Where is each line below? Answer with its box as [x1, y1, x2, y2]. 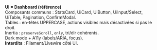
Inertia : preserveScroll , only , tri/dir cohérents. [5, 30, 99, 35]
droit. [5, 25, 16, 31]
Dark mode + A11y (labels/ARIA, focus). [5, 35, 84, 41]
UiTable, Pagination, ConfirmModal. [5, 15, 76, 20]
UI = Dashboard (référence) [5, 4, 62, 10]
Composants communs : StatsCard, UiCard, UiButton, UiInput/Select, [5, 9, 143, 15]
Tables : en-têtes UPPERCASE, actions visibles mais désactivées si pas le [5, 19, 152, 25]
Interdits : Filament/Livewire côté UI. [5, 40, 78, 46]
